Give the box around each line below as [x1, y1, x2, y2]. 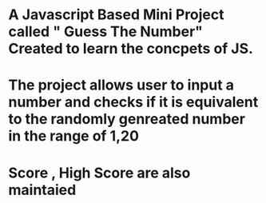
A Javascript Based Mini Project [8, 6, 225, 24]
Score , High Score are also [8, 164, 191, 181]
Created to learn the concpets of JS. [8, 40, 254, 58]
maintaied [8, 181, 77, 199]
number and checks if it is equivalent [8, 94, 259, 111]
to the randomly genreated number [8, 110, 246, 129]
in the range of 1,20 [8, 127, 140, 145]
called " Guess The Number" [8, 22, 204, 41]
